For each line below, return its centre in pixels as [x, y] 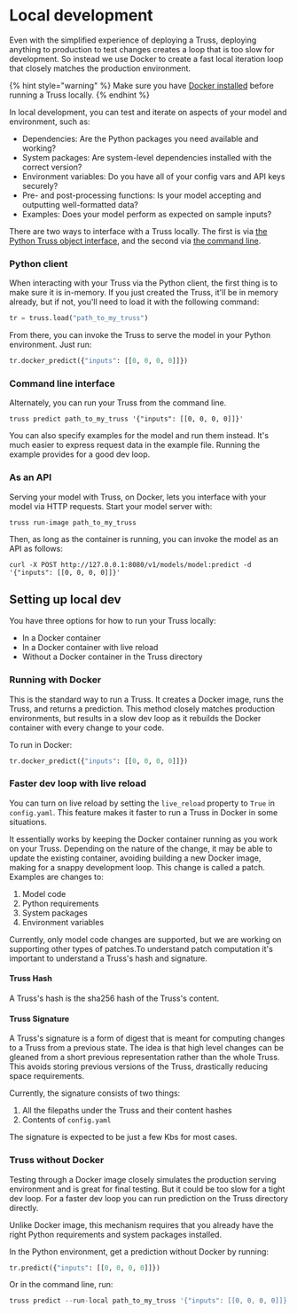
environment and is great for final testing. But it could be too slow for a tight [147, 1189]
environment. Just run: [51, 345]
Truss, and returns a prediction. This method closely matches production [142, 708]
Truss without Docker [57, 1161]
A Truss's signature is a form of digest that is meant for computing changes [147, 1038]
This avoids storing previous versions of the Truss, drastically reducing [139, 1066]
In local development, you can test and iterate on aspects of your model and [148, 112]
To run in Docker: [41, 744]
